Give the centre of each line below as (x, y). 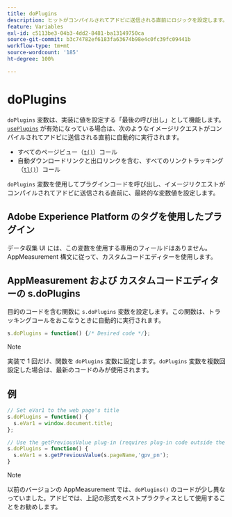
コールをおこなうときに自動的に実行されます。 (98, 320)
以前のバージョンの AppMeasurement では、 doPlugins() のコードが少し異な (116, 489)
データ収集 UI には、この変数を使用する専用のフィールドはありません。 (109, 248)
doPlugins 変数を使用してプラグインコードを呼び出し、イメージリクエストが (116, 184)
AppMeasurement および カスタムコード (95, 280)
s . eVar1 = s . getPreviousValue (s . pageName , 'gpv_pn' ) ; (91, 455)
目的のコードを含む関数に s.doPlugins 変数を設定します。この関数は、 (108, 312)
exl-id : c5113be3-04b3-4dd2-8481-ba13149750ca (76, 33)
